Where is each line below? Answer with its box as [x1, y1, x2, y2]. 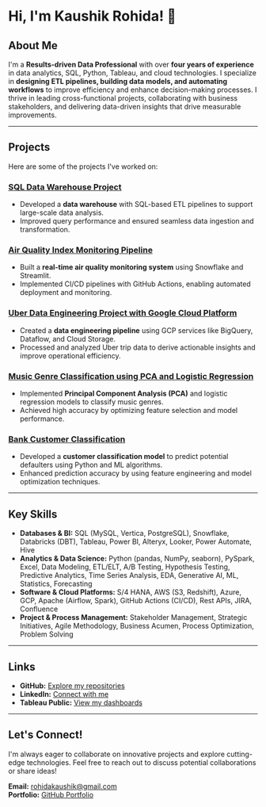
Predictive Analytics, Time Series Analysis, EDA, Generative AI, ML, [19, 571, 239, 580]
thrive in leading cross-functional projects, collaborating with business [8, 94, 238, 102]
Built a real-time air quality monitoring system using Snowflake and [19, 262, 244, 272]
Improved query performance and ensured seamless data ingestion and [19, 216, 254, 226]
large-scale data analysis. [19, 208, 104, 217]
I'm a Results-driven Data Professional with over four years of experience [8, 59, 255, 69]
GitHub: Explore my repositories [19, 681, 125, 690]
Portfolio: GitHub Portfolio [8, 790, 93, 799]
